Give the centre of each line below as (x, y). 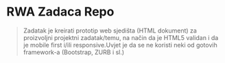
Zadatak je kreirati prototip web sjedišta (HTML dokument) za (110, 30)
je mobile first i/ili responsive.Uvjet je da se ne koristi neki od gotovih (120, 45)
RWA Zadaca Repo (60, 12)
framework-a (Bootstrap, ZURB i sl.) (74, 52)
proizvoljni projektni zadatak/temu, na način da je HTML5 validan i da (121, 37)
